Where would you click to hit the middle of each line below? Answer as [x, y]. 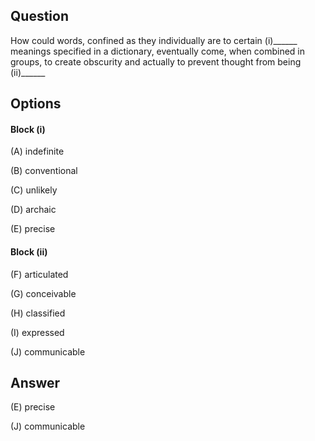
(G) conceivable [43, 293]
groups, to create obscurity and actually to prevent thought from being [156, 61]
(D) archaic [33, 210]
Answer [35, 383]
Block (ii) [29, 252]
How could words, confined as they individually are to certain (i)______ [154, 40]
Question [39, 16]
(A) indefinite [37, 151]
